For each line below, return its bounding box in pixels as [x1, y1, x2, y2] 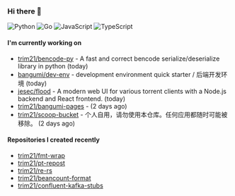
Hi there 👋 [7, 6, 42, 16]
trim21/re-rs [17, 166, 53, 175]
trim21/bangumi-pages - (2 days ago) [17, 102, 127, 110]
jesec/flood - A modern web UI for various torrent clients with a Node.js [17, 87, 227, 95]
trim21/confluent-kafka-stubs [17, 181, 104, 190]
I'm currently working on [7, 38, 82, 47]
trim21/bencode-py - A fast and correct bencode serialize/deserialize [17, 54, 220, 63]
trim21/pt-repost [17, 159, 66, 167]
